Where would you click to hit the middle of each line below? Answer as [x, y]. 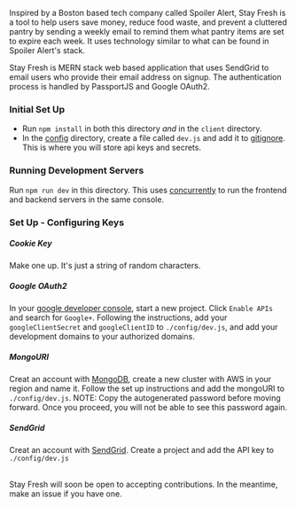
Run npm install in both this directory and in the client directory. [142, 129]
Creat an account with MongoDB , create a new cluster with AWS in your [140, 379]
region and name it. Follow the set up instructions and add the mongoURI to [147, 388]
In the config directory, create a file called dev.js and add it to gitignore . [153, 138]
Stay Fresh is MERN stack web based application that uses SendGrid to [139, 67]
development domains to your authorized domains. [102, 337]
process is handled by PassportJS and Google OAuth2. [109, 86]
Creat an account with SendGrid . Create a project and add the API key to [142, 450]
